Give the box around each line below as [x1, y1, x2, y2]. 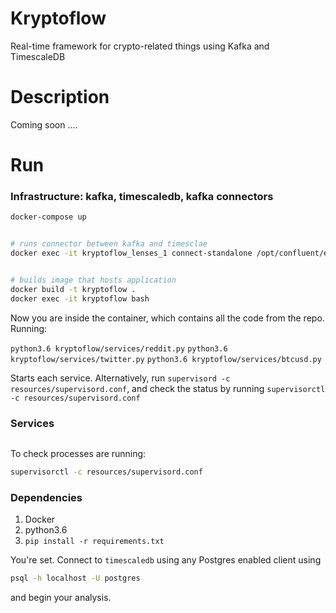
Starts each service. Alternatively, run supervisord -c [10, 372, 231, 384]
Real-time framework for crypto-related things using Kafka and [10, 40, 270, 52]
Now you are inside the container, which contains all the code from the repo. [10, 312, 325, 324]
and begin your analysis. [10, 591, 112, 603]
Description [10, 86, 110, 109]
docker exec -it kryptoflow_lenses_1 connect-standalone [10, 248, 253, 259]
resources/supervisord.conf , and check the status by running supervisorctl [10, 382, 326, 394]
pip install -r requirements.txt [24, 537, 165, 547]
